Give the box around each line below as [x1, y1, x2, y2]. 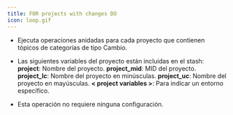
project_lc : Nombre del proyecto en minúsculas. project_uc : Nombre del [17, 71, 227, 80]
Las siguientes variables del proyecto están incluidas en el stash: [17, 56, 204, 65]
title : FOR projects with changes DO [7, 10, 117, 17]
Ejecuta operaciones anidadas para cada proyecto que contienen [17, 36, 205, 44]
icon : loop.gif [7, 17, 52, 24]
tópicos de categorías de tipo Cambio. [17, 43, 128, 52]
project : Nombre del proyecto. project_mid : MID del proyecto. [17, 64, 197, 72]
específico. [17, 86, 50, 95]
